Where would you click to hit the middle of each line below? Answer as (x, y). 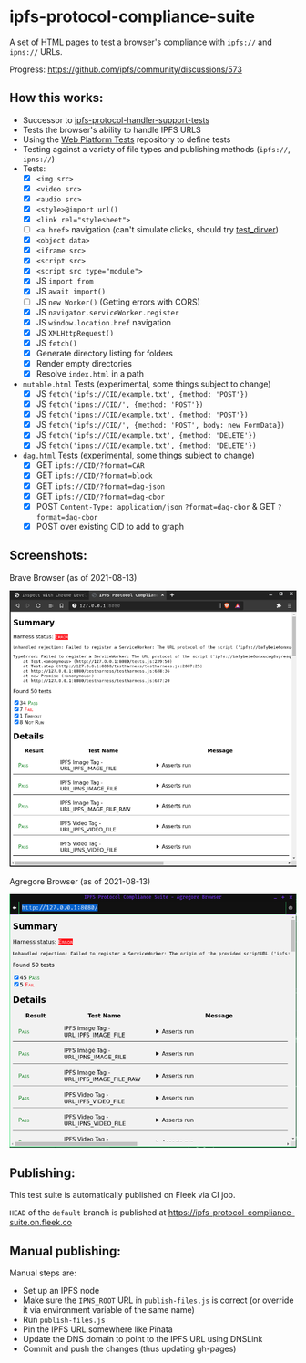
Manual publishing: (65, 1251)
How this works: (56, 98)
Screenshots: (49, 556)
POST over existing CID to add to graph (110, 526)
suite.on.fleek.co (41, 1223)
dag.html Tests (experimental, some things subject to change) (138, 455)
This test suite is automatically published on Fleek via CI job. (122, 1195)
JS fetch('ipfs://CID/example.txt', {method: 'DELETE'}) (146, 435)
